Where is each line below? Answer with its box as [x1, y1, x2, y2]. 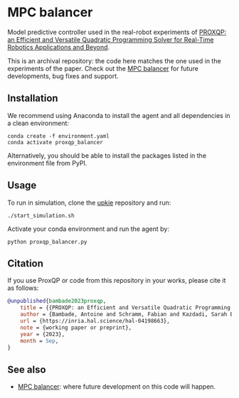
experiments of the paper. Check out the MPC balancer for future [7, 64, 199, 72]
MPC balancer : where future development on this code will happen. [17, 382, 216, 391]
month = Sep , [20, 337, 59, 345]
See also [7, 363, 46, 375]
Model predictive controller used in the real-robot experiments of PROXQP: [7, 28, 227, 36]
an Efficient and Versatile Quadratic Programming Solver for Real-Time [7, 35, 214, 43]
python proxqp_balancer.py [7, 238, 87, 245]
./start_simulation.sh [7, 212, 75, 219]
